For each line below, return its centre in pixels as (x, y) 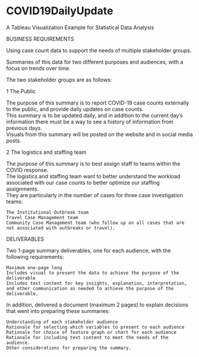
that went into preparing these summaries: (58, 311)
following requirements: (35, 257)
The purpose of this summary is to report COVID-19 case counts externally (97, 103)
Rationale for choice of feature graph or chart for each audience (91, 332)
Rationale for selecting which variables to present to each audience (95, 327)
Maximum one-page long (34, 268)
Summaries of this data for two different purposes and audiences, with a (95, 62)
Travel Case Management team (42, 217)
